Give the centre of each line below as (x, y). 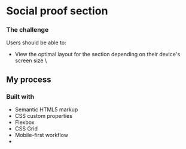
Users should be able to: (36, 42)
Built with (20, 96)
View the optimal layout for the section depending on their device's (97, 54)
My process (29, 79)
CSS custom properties (44, 116)
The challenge (28, 30)
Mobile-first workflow (42, 135)
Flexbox (25, 122)
